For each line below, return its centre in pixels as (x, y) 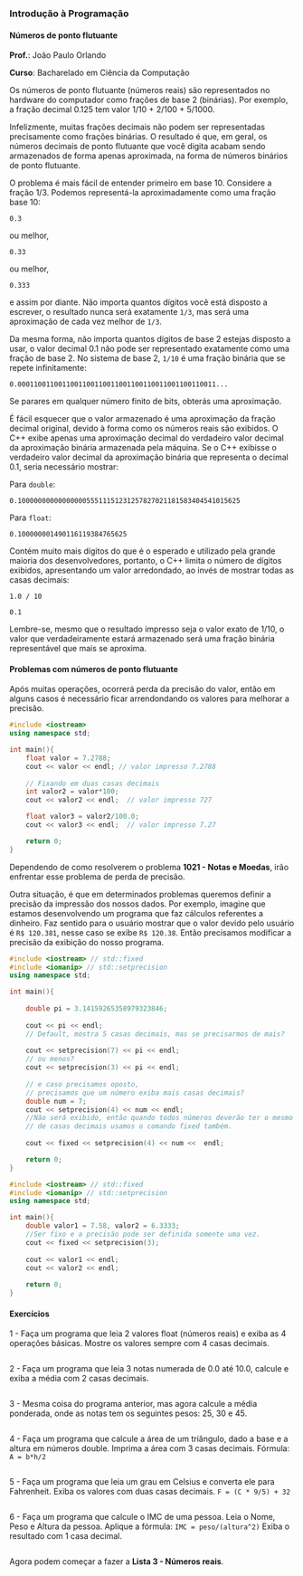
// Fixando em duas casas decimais (93, 783)
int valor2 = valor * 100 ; (72, 792)
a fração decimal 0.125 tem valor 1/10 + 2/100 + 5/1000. (112, 109)
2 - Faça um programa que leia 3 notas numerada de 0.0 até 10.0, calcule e (149, 1369)
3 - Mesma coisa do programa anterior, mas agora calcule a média (133, 1404)
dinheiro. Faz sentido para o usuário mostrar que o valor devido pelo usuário (152, 923)
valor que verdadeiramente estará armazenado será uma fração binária (142, 639)
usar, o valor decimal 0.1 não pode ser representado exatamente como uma (149, 349)
